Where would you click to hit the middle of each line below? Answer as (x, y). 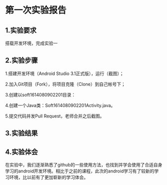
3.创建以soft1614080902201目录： (40, 94)
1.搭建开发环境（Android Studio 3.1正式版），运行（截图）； (65, 73)
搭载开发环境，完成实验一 (31, 43)
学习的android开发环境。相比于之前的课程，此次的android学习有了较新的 (80, 171)
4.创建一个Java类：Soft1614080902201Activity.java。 (60, 105)
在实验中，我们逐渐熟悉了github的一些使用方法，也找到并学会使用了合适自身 (84, 165)
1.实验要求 (21, 30)
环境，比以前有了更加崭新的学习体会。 (49, 177)
